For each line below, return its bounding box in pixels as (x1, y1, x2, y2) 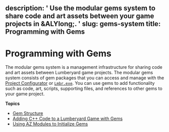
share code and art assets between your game (5, 12, 154, 21)
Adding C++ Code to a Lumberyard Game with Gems (12, 115, 123, 122)
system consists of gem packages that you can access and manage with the (5, 75, 164, 81)
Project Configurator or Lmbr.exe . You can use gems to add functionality (5, 80, 155, 86)
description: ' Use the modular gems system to (5, 4, 155, 13)
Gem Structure (12, 110, 43, 116)
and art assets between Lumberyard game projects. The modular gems (5, 70, 153, 76)
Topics (5, 100, 20, 107)
